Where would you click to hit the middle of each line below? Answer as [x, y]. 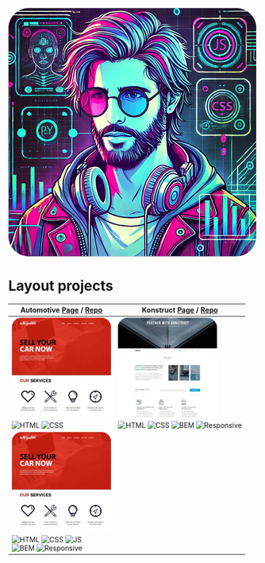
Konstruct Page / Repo [180, 310]
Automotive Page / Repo [61, 310]
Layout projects [61, 286]
